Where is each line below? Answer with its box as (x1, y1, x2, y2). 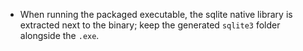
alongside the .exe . (19, 30, 100, 41)
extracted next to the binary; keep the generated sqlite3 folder (19, 19, 281, 31)
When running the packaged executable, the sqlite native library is (19, 9, 293, 20)
